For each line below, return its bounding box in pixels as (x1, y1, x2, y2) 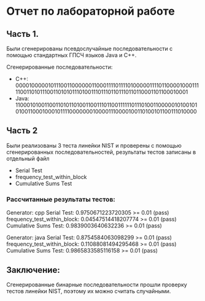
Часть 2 (6, 126, 38, 136)
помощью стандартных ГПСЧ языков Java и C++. (6, 51, 137, 59)
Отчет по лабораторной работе (6, 4, 175, 18)
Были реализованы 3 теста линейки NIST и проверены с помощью (6, 142, 182, 149)
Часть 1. (6, 29, 39, 39)
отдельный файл (6, 154, 50, 162)
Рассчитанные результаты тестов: (6, 195, 115, 204)
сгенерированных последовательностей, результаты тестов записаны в (6, 148, 196, 156)
